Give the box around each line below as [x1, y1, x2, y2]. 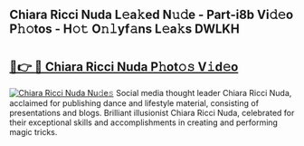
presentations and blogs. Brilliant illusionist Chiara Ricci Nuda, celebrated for [9, 108, 295, 118]
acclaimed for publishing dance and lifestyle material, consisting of [9, 98, 260, 108]
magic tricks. [9, 127, 58, 137]
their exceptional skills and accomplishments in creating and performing [9, 117, 279, 128]
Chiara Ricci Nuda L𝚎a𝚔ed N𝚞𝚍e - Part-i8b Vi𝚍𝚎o [9, 7, 294, 23]
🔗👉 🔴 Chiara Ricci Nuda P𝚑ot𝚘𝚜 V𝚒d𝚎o [9, 59, 239, 74]
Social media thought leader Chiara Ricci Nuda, [116, 88, 292, 98]
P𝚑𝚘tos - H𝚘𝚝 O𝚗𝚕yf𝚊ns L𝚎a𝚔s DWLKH [9, 22, 240, 37]
